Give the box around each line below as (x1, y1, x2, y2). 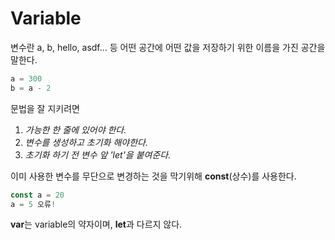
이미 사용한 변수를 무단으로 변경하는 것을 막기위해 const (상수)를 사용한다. (10, 170, 297, 182)
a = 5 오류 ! (10, 199, 57, 209)
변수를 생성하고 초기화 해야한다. (24, 136, 148, 148)
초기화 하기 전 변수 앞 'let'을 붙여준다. (24, 148, 172, 161)
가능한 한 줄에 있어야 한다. (24, 123, 127, 136)
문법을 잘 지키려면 (10, 102, 80, 114)
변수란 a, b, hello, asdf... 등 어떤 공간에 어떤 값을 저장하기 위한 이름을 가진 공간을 (10, 41, 326, 53)
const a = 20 (10, 190, 65, 200)
